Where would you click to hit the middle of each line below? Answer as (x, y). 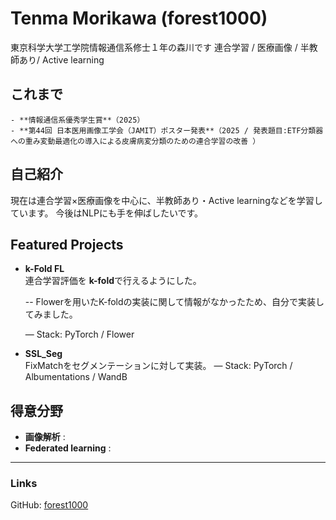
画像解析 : (45, 437)
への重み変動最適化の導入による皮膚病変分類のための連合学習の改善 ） (135, 141)
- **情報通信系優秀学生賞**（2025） (77, 120)
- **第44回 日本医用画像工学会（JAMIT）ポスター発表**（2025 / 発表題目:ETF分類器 (167, 130)
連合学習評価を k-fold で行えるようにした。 (113, 281)
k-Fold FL (44, 269)
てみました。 (51, 314)
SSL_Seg (43, 354)
